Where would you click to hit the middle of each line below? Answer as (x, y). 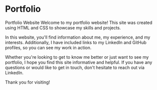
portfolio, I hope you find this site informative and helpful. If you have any (79, 62)
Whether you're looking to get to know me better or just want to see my (77, 57)
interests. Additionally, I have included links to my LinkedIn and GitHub (76, 42)
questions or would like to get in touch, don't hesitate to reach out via (75, 67)
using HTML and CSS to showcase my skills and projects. (63, 27)
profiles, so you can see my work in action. (48, 47)
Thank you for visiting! (28, 82)
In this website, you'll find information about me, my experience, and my (78, 37)
